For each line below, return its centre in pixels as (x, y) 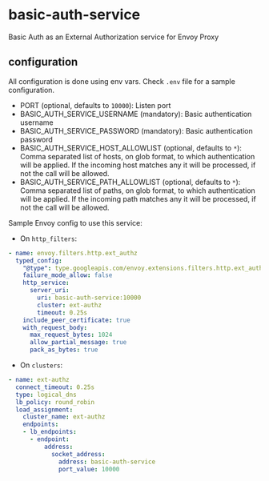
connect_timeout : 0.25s (55, 387)
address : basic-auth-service (107, 462)
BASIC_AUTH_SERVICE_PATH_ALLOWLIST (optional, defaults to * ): (130, 182)
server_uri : (49, 291)
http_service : (46, 283)
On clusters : (41, 365)
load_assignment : (44, 410)
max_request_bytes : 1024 (71, 335)
